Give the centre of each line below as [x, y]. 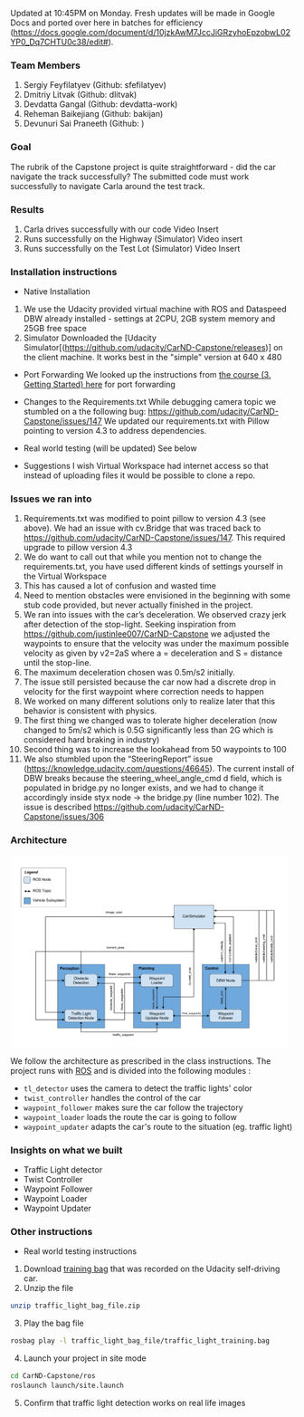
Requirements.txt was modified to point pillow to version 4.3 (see [144, 519]
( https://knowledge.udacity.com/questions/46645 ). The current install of [159, 769]
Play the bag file [53, 1323]
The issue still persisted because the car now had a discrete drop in [150, 682]
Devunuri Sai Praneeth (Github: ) [84, 124]
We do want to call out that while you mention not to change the [142, 557]
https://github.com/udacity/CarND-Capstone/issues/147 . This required [154, 538]
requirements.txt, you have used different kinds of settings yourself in [153, 567]
